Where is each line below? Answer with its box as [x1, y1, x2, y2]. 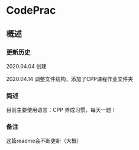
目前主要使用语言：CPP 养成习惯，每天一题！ [6, 107, 117, 114]
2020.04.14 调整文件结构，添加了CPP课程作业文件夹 [6, 75, 134, 82]
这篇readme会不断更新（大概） [6, 137, 82, 145]
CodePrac [6, 4, 56, 17]
